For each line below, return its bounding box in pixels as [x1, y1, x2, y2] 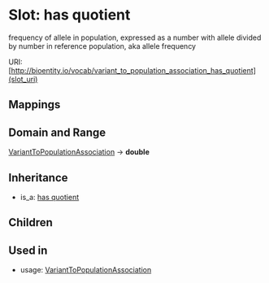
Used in [8, 243, 48, 257]
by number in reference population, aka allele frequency [8, 41, 197, 50]
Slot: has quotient [8, 6, 131, 24]
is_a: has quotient [20, 192, 80, 202]
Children [8, 216, 53, 229]
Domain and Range [8, 125, 106, 139]
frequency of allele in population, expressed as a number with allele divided [8, 33, 262, 42]
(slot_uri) [8, 74, 38, 84]
